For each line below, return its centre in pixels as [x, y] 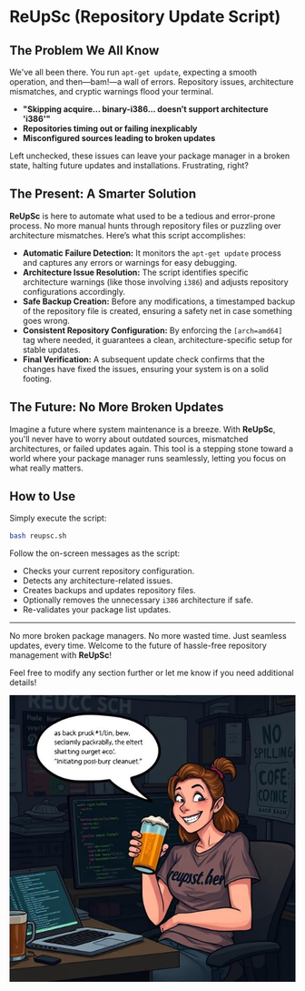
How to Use [43, 496]
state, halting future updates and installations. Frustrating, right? [129, 165]
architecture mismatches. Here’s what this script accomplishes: [128, 235]
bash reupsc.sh [38, 536]
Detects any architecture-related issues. [98, 581]
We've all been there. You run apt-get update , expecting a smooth [133, 72]
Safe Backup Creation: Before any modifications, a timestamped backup [159, 301]
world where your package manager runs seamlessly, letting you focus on [148, 458]
